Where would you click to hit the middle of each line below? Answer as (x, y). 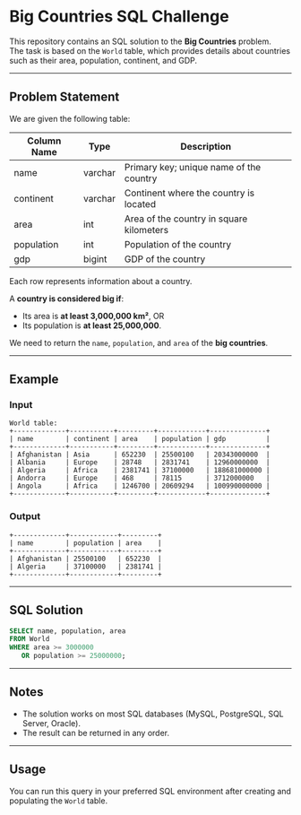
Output (25, 516)
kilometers (146, 230)
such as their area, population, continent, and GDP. (103, 60)
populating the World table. (59, 801)
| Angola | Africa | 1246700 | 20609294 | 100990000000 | (140, 486)
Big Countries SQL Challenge (120, 17)
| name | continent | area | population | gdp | (140, 439)
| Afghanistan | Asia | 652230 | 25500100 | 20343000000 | (140, 455)
